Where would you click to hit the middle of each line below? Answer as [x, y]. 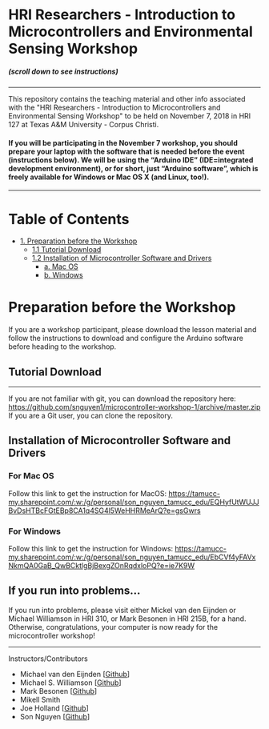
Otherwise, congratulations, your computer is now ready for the [113, 627]
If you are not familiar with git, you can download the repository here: [122, 399]
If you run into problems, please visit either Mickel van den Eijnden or [122, 610]
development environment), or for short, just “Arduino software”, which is [133, 168]
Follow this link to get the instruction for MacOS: [88, 493]
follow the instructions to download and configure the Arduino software [126, 338]
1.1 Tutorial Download [66, 250]
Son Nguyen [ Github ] [55, 716]
